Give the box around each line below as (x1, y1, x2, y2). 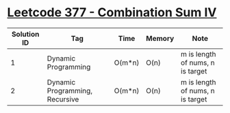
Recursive (47, 94, 79, 103)
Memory (146, 33, 175, 43)
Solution (11, 29, 40, 39)
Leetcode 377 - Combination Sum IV (7, 5, 217, 20)
